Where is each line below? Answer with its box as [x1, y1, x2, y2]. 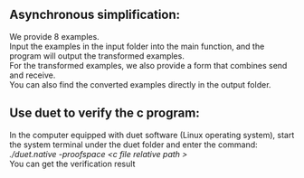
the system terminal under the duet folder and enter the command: [9, 139, 258, 150]
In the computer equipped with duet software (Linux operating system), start [9, 129, 295, 140]
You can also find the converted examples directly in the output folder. [9, 79, 271, 89]
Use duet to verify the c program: [9, 106, 201, 121]
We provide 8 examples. [9, 31, 100, 42]
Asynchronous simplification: [9, 7, 181, 23]
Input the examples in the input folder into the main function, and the [9, 41, 265, 52]
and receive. [9, 70, 56, 80]
